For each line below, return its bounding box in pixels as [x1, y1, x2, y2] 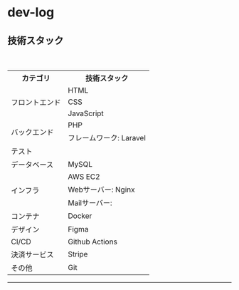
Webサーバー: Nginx [68, 185, 135, 195]
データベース [11, 160, 54, 170]
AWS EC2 [68, 172, 101, 182]
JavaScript [68, 108, 105, 118]
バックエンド [11, 128, 55, 137]
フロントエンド [11, 98, 62, 107]
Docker [68, 211, 92, 221]
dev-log [7, 4, 55, 21]
